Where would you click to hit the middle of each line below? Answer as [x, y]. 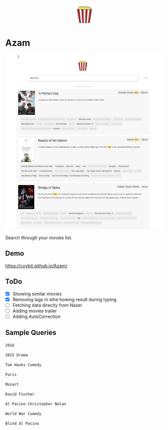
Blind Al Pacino [22, 423]
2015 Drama [17, 355]
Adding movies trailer [34, 311]
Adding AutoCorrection [36, 316]
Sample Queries [31, 333]
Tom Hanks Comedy [23, 365]
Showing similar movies [37, 294]
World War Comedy [23, 414]
